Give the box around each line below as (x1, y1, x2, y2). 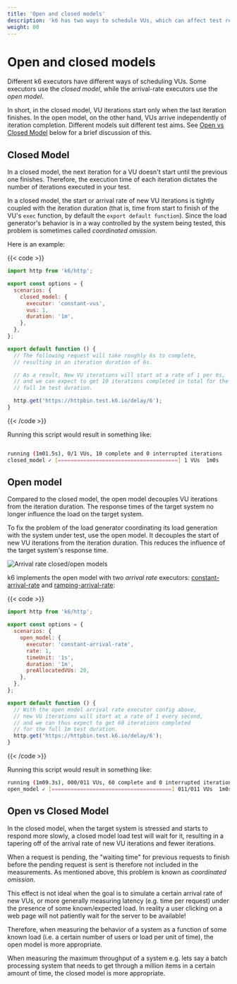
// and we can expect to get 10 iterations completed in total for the (13, 378, 229, 385)
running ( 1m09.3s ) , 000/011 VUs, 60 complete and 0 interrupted (7, 779, 200, 786)
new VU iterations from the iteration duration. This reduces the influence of (7, 538, 226, 547)
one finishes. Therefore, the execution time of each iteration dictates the (7, 175, 217, 184)
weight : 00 (7, 23, 39, 30)
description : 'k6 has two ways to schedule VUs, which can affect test (7, 17, 222, 24)
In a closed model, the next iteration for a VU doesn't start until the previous (7, 167, 228, 177)
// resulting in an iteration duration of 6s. (13, 358, 153, 366)
